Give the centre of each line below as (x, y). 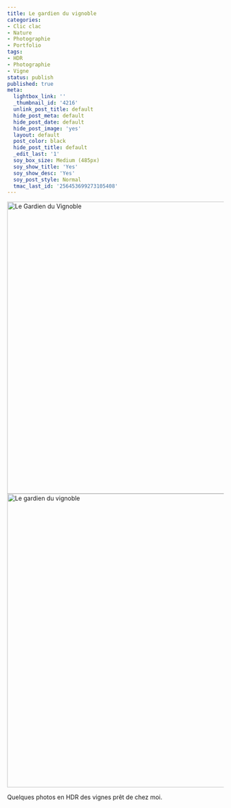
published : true (30, 84)
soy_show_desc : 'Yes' (44, 173)
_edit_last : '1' (36, 154)
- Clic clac (24, 26)
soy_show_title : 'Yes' (46, 167)
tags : (15, 52)
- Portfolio (24, 45)
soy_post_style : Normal (47, 179)
